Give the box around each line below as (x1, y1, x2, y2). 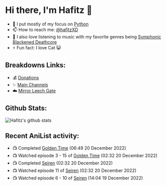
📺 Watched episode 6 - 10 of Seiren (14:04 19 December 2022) (12, 175, 143, 181)
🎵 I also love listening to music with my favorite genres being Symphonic (12, 33, 162, 39)
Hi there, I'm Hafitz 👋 (5, 4, 93, 16)
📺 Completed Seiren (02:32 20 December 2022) (12, 160, 113, 166)
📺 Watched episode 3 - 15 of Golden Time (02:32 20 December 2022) (12, 153, 158, 159)
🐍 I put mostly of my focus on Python (12, 21, 89, 27)
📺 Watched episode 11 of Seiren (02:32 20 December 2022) (12, 168, 137, 174)
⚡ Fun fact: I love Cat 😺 (12, 44, 61, 50)
